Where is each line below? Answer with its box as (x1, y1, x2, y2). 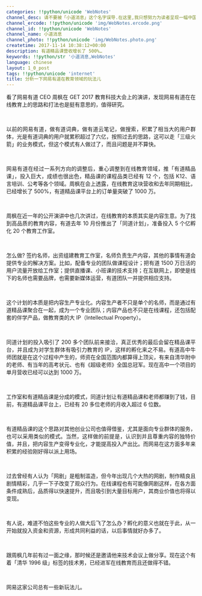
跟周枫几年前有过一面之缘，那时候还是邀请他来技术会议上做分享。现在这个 (6, 551, 191, 559)
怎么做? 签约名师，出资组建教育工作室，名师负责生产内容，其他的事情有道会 (6, 252, 196, 259)
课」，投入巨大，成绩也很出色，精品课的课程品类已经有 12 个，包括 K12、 (6, 173, 191, 180)
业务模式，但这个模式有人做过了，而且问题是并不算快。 (22, 141, 159, 148)
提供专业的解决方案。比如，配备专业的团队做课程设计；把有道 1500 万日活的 (6, 259, 196, 267)
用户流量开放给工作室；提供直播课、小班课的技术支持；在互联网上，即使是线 (6, 267, 196, 274)
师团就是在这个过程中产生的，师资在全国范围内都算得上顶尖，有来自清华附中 (6, 353, 196, 361)
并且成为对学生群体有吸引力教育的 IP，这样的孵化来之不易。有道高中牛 (17, 346, 196, 353)
